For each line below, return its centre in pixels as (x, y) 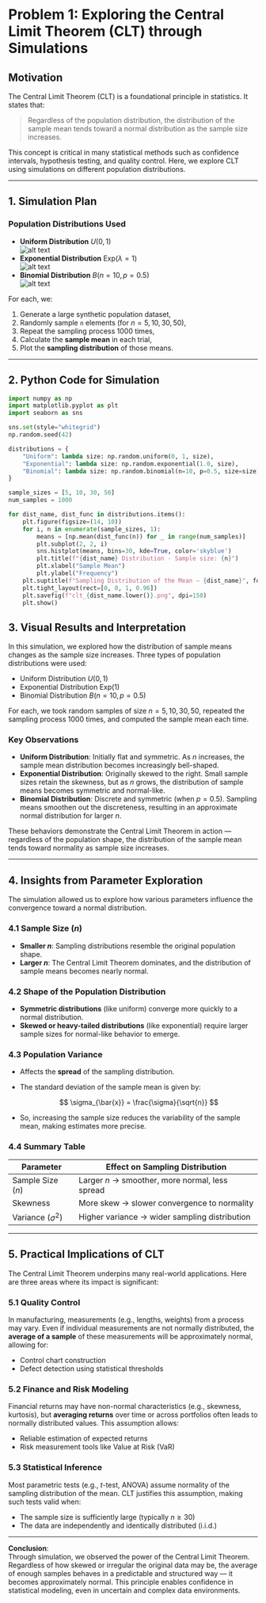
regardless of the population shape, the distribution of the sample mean (125, 840)
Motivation (36, 77)
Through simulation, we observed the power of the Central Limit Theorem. (129, 1556)
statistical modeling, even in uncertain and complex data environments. (124, 1590)
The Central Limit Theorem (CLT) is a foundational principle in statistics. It (128, 96)
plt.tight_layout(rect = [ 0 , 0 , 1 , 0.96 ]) (90, 588)
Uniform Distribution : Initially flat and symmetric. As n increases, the (132, 757)
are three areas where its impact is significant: (84, 1281)
